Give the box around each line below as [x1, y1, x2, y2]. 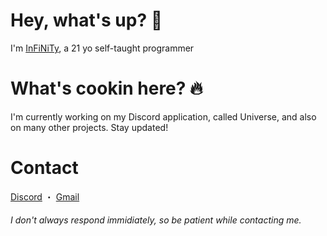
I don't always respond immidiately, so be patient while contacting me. [10, 214, 302, 226]
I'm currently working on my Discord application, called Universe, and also [10, 110, 317, 123]
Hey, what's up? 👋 [10, 9, 163, 32]
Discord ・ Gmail [10, 190, 80, 203]
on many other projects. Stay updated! [10, 121, 169, 133]
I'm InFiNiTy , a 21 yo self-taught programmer [10, 42, 195, 54]
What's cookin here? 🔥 [10, 77, 203, 100]
